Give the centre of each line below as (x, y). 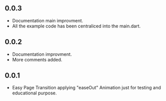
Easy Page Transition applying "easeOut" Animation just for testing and (86, 88)
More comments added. (37, 59)
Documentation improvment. (42, 54)
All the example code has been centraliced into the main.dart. (76, 26)
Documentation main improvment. (47, 20)
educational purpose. (34, 93)
